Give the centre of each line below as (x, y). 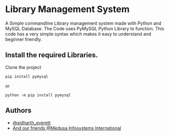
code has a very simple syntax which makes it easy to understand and (78, 34)
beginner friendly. (24, 39)
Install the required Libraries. (52, 55)
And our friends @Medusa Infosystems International (67, 128)
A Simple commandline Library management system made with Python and (83, 23)
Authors (18, 111)
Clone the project (23, 67)
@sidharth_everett (32, 122)
